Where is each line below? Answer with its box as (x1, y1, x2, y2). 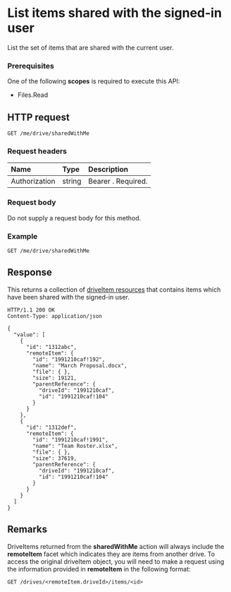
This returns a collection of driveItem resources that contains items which (7, 285, 221, 294)
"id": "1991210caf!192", (32, 355, 106, 363)
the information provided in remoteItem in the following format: (7, 564, 192, 573)
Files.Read (17, 90, 48, 100)
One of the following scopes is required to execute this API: (7, 77, 180, 85)
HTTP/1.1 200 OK (7, 306, 55, 314)
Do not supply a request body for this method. (7, 213, 142, 222)
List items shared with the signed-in (7, 5, 222, 21)
